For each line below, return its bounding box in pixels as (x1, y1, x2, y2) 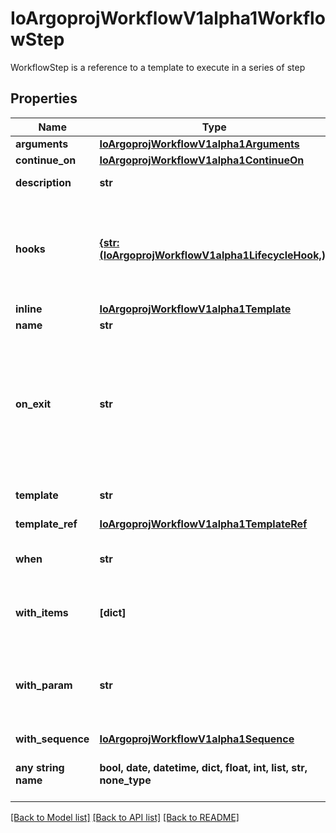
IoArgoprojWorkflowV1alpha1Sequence (99, 732, 295, 746)
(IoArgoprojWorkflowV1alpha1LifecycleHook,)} (99, 248, 330, 262)
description (15, 175, 72, 189)
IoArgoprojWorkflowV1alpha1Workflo (10, 7, 326, 30)
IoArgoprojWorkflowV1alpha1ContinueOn (99, 153, 305, 167)
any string (15, 760, 65, 774)
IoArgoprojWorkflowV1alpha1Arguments (99, 137, 300, 151)
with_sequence (15, 732, 90, 746)
